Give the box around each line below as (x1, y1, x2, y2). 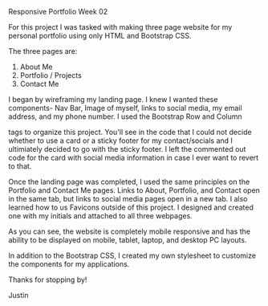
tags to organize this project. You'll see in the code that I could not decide (8, 128, 252, 137)
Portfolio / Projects (19, 71, 82, 80)
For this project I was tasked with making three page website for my (8, 22, 233, 31)
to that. (8, 161, 32, 171)
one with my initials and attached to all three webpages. (8, 211, 193, 220)
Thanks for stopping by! (8, 275, 87, 284)
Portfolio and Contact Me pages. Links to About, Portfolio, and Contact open (8, 186, 261, 195)
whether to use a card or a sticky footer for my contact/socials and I (8, 136, 233, 145)
